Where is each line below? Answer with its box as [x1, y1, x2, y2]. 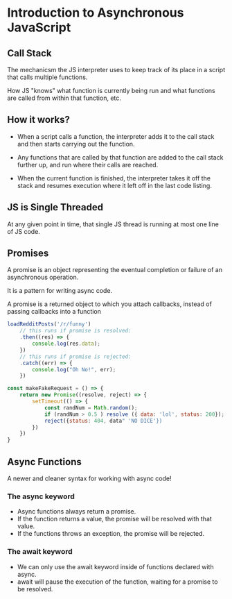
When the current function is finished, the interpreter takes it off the [17, 174, 211, 182]
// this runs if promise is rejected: [19, 353, 132, 360]
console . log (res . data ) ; [32, 340, 100, 348]
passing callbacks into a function [7, 307, 102, 316]
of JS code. [7, 227, 40, 235]
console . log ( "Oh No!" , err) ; [32, 366, 116, 373]
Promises [7, 248, 49, 260]
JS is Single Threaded [7, 201, 104, 213]
